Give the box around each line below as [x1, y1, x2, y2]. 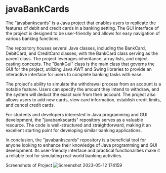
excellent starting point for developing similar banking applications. [5, 127, 142, 133]
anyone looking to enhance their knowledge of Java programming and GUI [5, 142, 158, 148]
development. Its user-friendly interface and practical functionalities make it [5, 147, 160, 153]
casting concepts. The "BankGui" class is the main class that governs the [5, 61, 155, 67]
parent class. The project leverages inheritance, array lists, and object [5, 55, 148, 61]
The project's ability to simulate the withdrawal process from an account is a [5, 81, 161, 87]
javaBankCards [5, 3, 70, 15]
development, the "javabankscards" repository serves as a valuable [5, 117, 143, 123]
